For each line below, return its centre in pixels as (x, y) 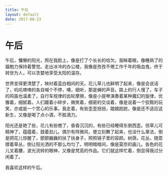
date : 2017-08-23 (23, 19)
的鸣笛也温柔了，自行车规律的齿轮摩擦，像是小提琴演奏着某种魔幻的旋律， (82, 96)
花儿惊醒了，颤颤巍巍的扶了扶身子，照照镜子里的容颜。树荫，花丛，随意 (88, 138)
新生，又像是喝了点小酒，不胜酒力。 (42, 115)
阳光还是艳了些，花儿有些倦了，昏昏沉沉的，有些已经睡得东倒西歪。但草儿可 (84, 125)
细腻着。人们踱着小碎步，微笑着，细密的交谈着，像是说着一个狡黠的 (88, 102)
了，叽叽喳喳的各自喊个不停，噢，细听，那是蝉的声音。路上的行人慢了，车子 (84, 90)
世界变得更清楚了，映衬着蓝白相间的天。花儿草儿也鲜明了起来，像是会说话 (82, 84)
